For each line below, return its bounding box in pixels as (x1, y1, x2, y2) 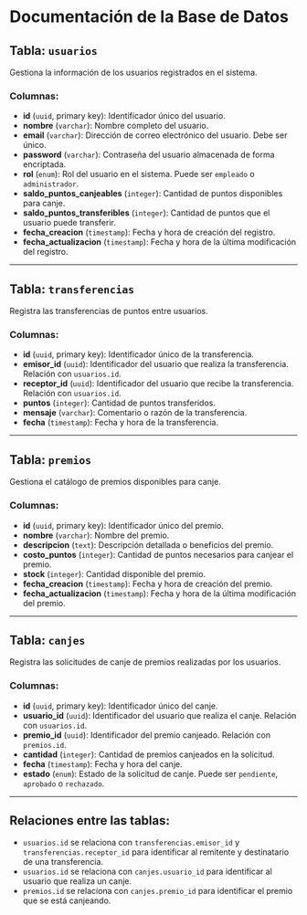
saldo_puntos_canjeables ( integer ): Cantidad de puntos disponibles (22, 188, 283, 199)
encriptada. (22, 159, 67, 170)
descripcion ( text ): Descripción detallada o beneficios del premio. (22, 539, 274, 550)
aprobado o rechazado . (22, 778, 105, 789)
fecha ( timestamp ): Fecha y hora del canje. (22, 758, 183, 769)
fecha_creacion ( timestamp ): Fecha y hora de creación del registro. (22, 226, 276, 238)
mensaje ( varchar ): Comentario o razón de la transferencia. (22, 407, 248, 418)
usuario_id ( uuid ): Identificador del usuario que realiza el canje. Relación (22, 710, 297, 720)
